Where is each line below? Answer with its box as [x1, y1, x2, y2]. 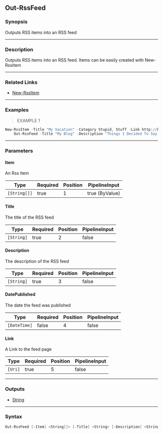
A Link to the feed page [5, 346, 52, 352]
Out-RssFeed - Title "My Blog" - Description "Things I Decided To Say [14, 131, 158, 136]
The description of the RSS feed [5, 258, 69, 264]
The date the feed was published [5, 303, 71, 308]
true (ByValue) [87, 190, 120, 197]
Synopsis [5, 18, 28, 25]
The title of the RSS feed [5, 214, 54, 220]
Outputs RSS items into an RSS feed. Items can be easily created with [5, 57, 144, 63]
